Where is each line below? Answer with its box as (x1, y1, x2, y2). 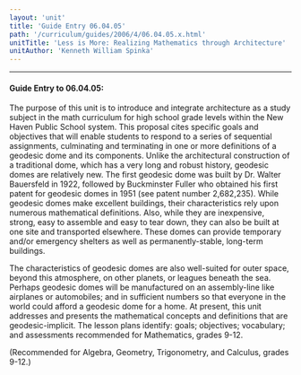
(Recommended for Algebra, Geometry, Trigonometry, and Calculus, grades (9, 347, 289, 358)
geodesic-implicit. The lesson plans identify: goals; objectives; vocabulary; (9, 320, 286, 331)
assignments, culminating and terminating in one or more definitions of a (9, 141, 277, 152)
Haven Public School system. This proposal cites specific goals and (9, 122, 259, 133)
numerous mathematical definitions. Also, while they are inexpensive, (9, 207, 265, 218)
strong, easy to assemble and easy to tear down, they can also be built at (9, 217, 279, 228)
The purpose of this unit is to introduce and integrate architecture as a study (9, 102, 291, 113)
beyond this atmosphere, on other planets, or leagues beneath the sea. (9, 273, 271, 283)
